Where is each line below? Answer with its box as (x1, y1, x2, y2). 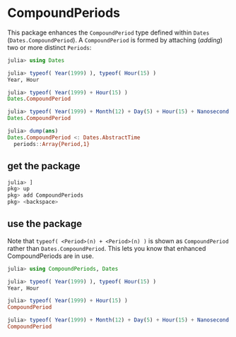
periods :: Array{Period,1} (13, 140, 90, 147)
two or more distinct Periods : (7, 43, 92, 51)
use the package (7, 218, 83, 230)
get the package (7, 160, 81, 172)
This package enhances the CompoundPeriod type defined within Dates (7, 28, 210, 37)
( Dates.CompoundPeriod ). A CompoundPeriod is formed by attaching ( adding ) (7, 35, 223, 44)
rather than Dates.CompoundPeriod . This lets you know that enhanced (7, 244, 206, 252)
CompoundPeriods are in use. (7, 252, 94, 260)
